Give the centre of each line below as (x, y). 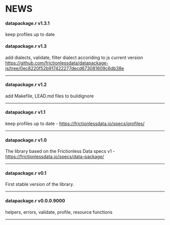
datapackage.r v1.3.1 (27, 23)
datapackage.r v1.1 (25, 112)
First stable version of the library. (40, 184)
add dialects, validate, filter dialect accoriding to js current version (74, 57)
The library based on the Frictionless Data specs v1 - (60, 151)
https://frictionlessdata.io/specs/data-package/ (55, 157)
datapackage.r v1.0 (26, 140)
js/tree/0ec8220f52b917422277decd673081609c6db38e (65, 68)
